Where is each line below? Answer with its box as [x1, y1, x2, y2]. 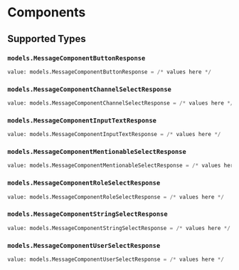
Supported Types [7, 33, 87, 45]
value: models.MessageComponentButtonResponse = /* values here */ [7, 68, 212, 76]
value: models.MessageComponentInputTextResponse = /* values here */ [7, 131, 221, 138]
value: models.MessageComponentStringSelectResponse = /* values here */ [7, 224, 231, 232]
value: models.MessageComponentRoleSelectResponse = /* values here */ [7, 193, 224, 200]
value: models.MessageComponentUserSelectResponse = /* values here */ [7, 256, 224, 263]
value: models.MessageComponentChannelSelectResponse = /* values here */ [7, 100, 234, 107]
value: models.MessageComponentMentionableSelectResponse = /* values [7, 162, 221, 170]
